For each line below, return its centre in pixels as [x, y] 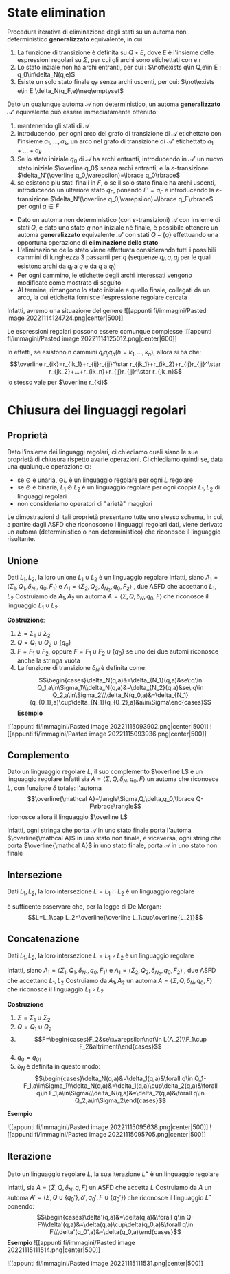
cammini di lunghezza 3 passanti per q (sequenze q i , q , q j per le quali [114, 258]
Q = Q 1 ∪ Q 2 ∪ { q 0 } [44, 644]
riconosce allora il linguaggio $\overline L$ [68, 817]
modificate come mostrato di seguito [69, 282]
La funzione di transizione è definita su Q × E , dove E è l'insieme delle [115, 52]
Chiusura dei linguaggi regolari [97, 410]
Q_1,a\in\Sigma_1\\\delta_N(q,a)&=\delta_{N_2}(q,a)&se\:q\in [120, 687]
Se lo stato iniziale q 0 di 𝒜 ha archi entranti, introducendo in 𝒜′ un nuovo [120, 160]
